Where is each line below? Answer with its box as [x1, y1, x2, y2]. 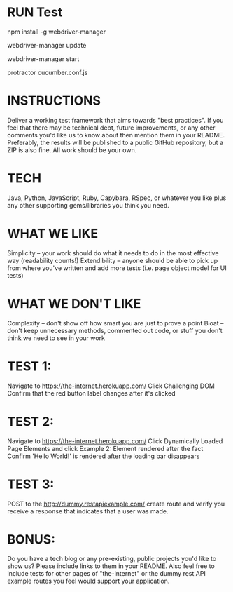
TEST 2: [7, 413, 55, 429]
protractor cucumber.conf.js [7, 68, 88, 76]
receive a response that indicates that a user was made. [7, 506, 169, 516]
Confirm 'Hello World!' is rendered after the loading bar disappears [7, 452, 200, 460]
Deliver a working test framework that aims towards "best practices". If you [7, 116, 224, 124]
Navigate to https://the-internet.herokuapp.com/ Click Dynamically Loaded [7, 436, 223, 445]
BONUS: [7, 531, 56, 547]
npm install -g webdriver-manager [7, 27, 106, 36]
